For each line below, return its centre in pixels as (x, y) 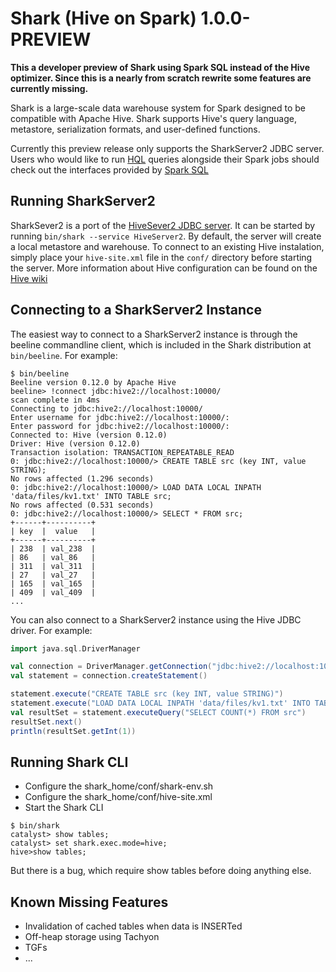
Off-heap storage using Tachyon (92, 937)
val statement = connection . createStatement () (109, 676)
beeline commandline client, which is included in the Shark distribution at (161, 344)
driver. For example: (51, 630)
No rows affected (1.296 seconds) (82, 478)
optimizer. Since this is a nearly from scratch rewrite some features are (161, 78)
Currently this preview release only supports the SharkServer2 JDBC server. (167, 148)
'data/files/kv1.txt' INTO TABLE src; (91, 496)
